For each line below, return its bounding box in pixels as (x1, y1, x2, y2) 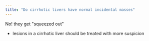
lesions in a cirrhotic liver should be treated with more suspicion (12, 30, 144, 36)
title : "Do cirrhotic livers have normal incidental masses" (5, 7, 135, 12)
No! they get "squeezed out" (5, 21, 64, 27)
